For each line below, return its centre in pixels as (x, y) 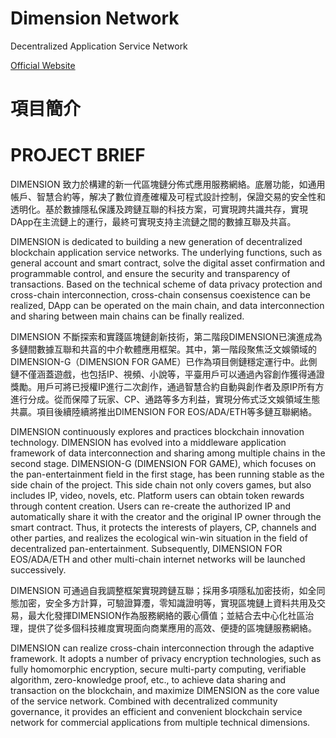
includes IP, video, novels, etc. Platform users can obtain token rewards (157, 496)
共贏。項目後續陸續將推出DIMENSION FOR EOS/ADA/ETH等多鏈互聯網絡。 (164, 412)
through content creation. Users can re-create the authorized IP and (151, 506)
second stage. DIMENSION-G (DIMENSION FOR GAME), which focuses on (163, 464)
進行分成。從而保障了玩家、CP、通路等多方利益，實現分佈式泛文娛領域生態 (165, 399)
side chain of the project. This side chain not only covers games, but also (161, 485)
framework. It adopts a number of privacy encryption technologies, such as (166, 659)
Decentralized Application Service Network (99, 46)
